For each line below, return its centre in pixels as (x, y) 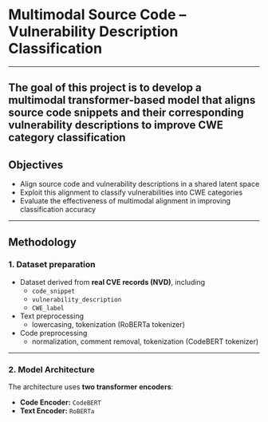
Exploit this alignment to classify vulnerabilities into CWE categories (131, 192)
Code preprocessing (53, 333)
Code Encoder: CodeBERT (61, 402)
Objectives (36, 165)
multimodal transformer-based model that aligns (132, 100)
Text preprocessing (51, 316)
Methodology (43, 242)
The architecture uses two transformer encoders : (91, 387)
